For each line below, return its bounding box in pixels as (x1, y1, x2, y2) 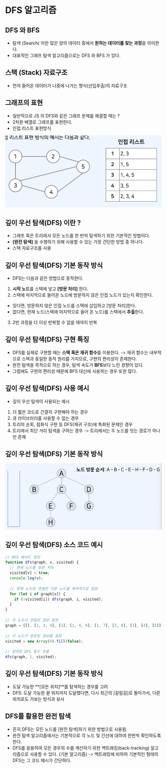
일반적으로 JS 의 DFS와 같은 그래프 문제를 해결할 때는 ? (12, 112, 120, 118)
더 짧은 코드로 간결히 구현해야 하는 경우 (12, 409, 88, 415)
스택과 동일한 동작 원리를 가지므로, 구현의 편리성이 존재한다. (21, 355, 138, 361)
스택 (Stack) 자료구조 (5, 68, 68, 77)
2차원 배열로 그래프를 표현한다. (12, 119, 73, 125)
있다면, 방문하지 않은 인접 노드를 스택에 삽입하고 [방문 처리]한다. (12, 302, 137, 309)
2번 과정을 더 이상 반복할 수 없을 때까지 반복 (12, 319, 97, 325)
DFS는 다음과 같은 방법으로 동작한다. (12, 275, 83, 281)
